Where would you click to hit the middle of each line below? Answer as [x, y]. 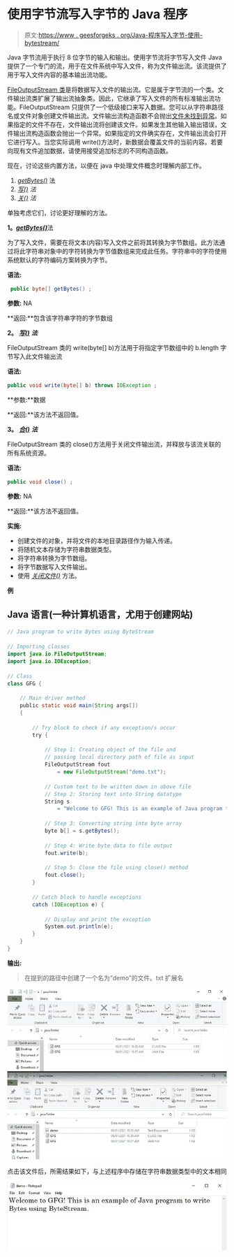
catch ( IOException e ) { [68, 904]
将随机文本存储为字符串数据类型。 [66, 549]
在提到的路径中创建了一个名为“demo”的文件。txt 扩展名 [104, 978]
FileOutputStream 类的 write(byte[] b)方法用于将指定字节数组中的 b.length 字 [117, 347]
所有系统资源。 [29, 453]
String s [57, 801]
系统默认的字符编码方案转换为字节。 [59, 260]
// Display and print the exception [97, 920]
